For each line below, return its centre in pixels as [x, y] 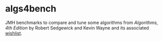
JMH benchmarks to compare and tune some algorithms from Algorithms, [82, 22]
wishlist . [14, 33]
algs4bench [31, 9]
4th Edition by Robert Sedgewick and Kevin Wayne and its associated [77, 27]
